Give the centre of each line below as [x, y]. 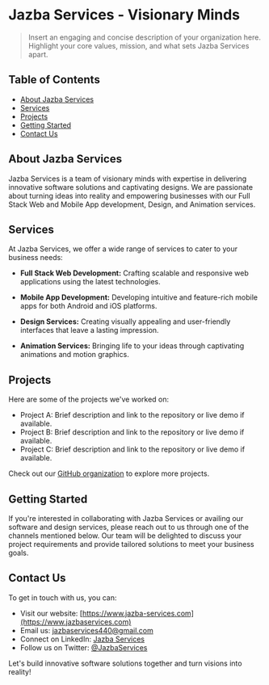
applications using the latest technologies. [90, 282]
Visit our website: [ [51, 613]
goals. [19, 553]
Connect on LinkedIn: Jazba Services [82, 639]
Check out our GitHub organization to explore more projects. [109, 473]
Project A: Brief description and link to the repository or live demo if [132, 415]
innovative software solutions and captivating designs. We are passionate [130, 187]
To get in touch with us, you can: [63, 597]
